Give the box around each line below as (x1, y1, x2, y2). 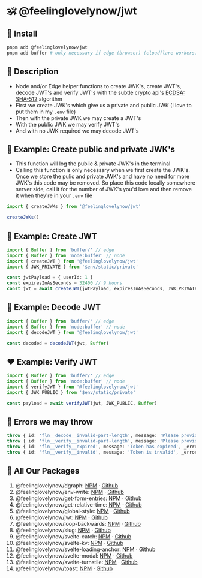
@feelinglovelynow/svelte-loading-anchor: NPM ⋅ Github (15, 546, 156, 553)
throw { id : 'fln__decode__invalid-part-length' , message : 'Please (7, 433, 179, 439)
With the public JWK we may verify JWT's (15, 121, 120, 128)
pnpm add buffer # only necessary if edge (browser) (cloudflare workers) (7, 50, 198, 56)
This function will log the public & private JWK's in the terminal (15, 160, 171, 167)
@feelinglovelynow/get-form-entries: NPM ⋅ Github (15, 495, 142, 502)
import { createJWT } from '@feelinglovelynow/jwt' (7, 258, 138, 264)
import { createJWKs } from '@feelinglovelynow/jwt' (7, 204, 141, 210)
